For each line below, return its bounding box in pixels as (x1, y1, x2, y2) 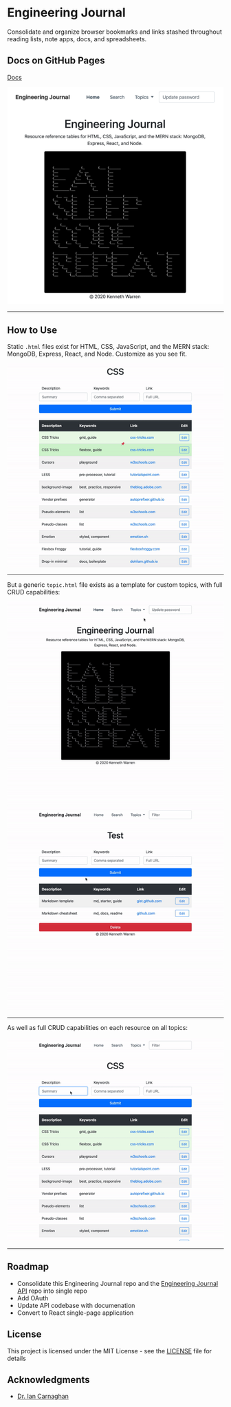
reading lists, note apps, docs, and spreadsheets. (7, 34, 147, 43)
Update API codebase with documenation (16, 1301, 135, 1309)
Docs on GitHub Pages (7, 55, 105, 67)
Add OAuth (16, 1293, 49, 1302)
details (7, 1354, 26, 1362)
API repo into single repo (16, 1287, 87, 1295)
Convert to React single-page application (16, 1309, 134, 1317)
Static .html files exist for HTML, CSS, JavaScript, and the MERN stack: (7, 343, 210, 351)
